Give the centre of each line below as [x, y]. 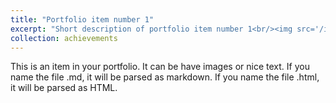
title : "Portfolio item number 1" [82, 19]
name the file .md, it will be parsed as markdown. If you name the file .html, [165, 77]
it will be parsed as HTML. [64, 88]
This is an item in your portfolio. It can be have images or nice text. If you [160, 67]
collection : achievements [64, 38]
